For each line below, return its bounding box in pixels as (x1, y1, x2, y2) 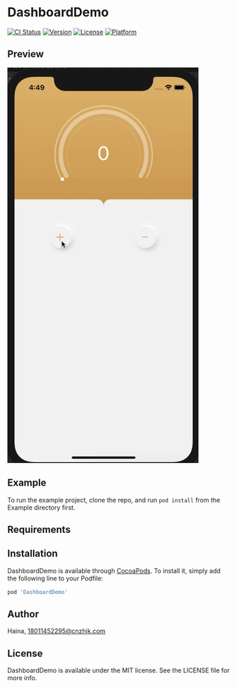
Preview (7, 48, 45, 60)
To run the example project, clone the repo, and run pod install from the (7, 495, 221, 504)
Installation (7, 548, 58, 560)
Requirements (7, 523, 71, 535)
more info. (7, 674, 37, 682)
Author (7, 608, 39, 620)
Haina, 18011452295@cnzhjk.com (7, 627, 106, 636)
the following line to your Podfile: (7, 574, 104, 583)
